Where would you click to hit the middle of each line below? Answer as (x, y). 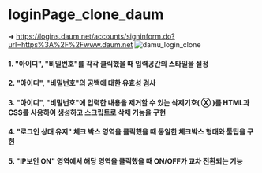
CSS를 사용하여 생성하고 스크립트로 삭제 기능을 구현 (87, 112)
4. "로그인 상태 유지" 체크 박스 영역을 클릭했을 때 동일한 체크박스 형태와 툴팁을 (127, 132)
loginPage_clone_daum (86, 15)
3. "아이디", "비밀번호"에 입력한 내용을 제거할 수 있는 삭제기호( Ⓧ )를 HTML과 (129, 102)
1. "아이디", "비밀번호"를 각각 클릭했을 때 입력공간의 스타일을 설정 (109, 64)
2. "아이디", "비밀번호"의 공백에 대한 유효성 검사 (82, 83)
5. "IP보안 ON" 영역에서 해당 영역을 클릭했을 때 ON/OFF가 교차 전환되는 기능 (125, 161)
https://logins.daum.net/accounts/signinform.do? (95, 36)
